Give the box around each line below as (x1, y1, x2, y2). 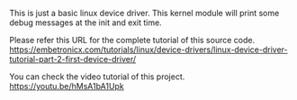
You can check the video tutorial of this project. (9, 71, 185, 82)
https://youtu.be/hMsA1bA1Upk (9, 81, 124, 91)
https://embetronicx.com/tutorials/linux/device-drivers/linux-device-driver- (9, 44, 288, 55)
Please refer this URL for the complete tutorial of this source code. (9, 35, 255, 45)
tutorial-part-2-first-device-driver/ (9, 54, 137, 64)
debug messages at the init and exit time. (9, 17, 162, 28)
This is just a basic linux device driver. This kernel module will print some (9, 8, 280, 18)
